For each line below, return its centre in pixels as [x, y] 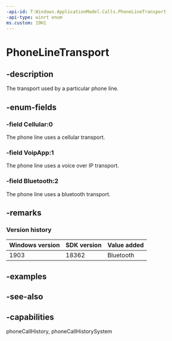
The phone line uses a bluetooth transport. [59, 194]
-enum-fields [31, 107]
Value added [126, 245]
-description [30, 74]
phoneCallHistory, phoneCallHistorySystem [59, 331]
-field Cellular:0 [30, 124]
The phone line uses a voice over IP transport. [62, 166]
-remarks [24, 213]
